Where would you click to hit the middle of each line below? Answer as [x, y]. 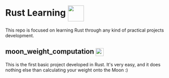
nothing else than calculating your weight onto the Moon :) [67, 70]
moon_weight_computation [50, 52]
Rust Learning [36, 12]
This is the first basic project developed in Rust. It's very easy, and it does [83, 64]
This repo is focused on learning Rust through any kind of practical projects [85, 30]
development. [20, 35]
